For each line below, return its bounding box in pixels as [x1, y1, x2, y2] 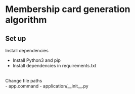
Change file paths [5, 78, 42, 83]
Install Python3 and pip [12, 57, 61, 63]
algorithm [5, 14, 47, 26]
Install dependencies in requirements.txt [12, 63, 97, 68]
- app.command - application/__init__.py [5, 83, 88, 89]
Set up [5, 34, 26, 43]
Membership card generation [5, 4, 130, 15]
